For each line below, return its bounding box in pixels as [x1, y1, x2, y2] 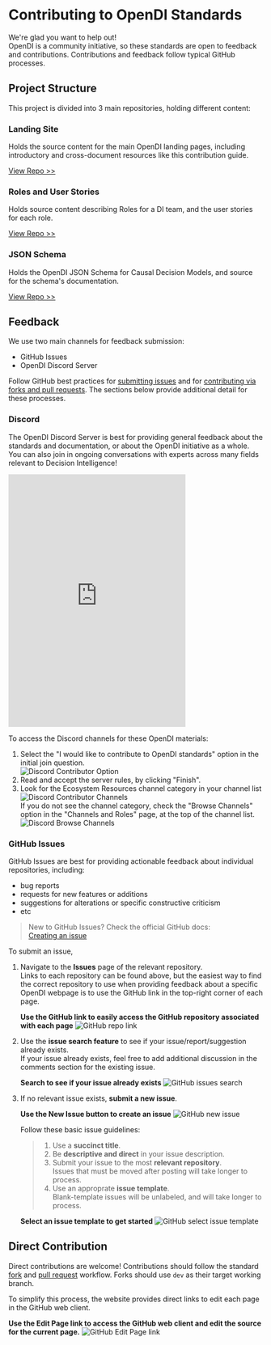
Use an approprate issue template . [52, 1183, 170, 1194]
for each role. [8, 213, 53, 223]
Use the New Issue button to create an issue [19, 1110, 171, 1119]
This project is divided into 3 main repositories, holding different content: [8, 103, 251, 112]
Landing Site [8, 123, 59, 134]
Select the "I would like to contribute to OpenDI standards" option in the [19, 749, 259, 759]
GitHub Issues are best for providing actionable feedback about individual [8, 856, 254, 866]
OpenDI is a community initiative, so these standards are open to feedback [8, 40, 257, 50]
